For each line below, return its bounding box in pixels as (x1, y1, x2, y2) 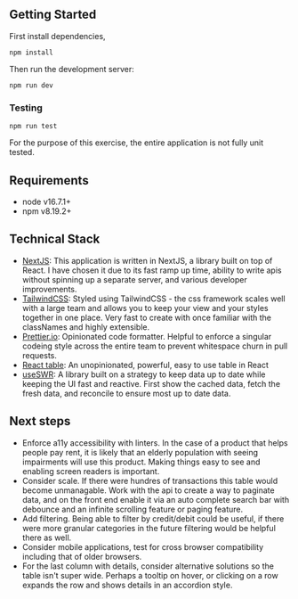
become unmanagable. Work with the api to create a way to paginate (21, 485, 275, 496)
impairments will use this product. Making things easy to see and (21, 456, 261, 467)
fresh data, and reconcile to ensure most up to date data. (21, 388, 231, 398)
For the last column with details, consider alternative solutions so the (21, 561, 274, 571)
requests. (21, 349, 58, 360)
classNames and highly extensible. (21, 321, 150, 332)
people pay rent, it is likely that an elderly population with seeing (21, 447, 258, 457)
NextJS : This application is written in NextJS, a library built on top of (21, 255, 273, 266)
